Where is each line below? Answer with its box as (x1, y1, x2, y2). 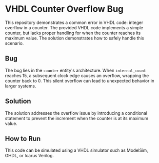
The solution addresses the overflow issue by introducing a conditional (5, 110, 148, 116)
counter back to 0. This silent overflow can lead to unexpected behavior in (5, 78, 155, 83)
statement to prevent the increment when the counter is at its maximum (5, 115, 149, 121)
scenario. (5, 40, 24, 46)
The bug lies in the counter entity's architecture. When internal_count (5, 67, 146, 73)
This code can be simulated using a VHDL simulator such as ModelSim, (5, 147, 148, 153)
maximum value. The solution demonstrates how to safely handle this (5, 35, 144, 41)
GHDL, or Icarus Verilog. (5, 153, 54, 159)
